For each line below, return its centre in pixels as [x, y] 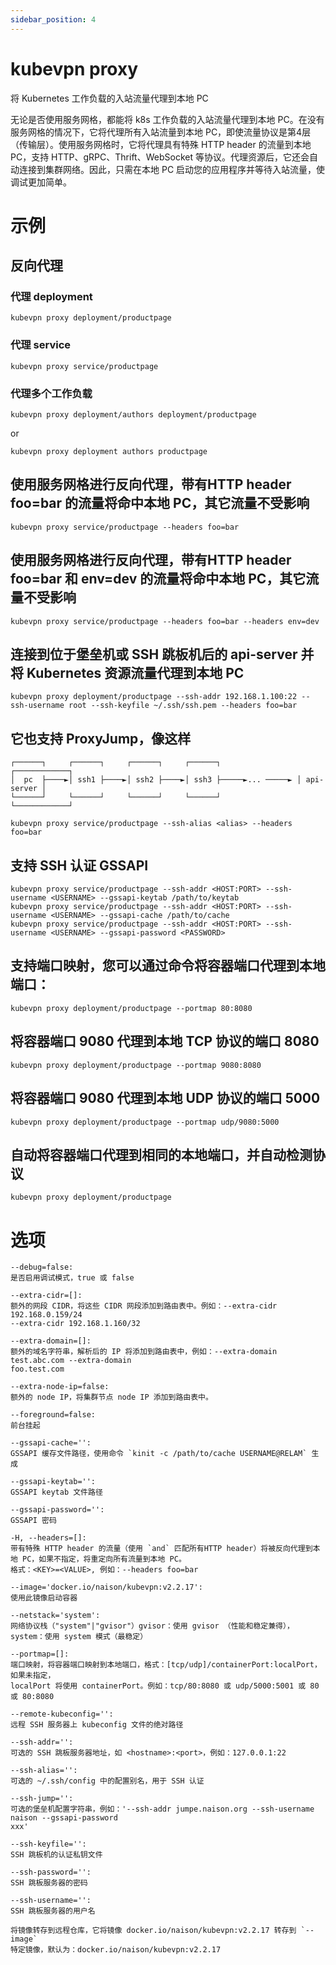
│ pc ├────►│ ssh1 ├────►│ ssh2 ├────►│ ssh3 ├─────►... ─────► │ [156, 780]
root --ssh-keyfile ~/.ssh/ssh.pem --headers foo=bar [183, 706]
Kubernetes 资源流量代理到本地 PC [135, 673]
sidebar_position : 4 [53, 19]
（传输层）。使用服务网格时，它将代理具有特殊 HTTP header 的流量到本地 [161, 144]
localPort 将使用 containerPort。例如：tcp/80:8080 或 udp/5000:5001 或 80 [165, 1686]
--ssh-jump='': [42, 1799]
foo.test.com [37, 1369]
